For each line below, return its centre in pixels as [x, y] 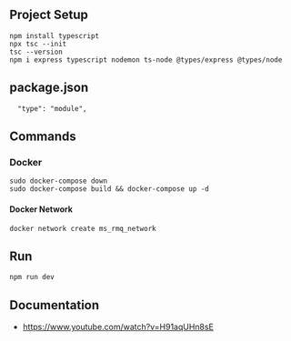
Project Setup [49, 15]
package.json [49, 88]
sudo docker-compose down [58, 181]
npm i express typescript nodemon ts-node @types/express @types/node [146, 60]
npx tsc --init [38, 44]
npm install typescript [55, 35]
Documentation [55, 305]
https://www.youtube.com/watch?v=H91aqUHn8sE [118, 327]
